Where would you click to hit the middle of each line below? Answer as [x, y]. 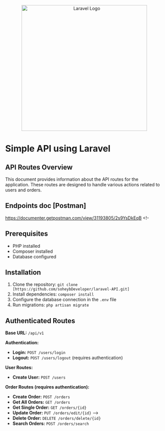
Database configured [34, 256]
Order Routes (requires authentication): [47, 387]
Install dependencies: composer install [53, 294]
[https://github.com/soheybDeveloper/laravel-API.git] [71, 290]
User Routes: [19, 368]
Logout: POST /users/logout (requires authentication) [68, 358]
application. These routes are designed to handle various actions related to [82, 185]
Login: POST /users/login [39, 352]
